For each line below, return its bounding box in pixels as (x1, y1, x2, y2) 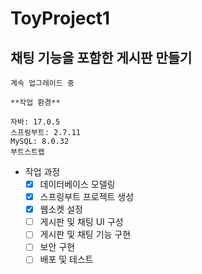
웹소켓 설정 (39, 203, 83, 216)
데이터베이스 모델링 (39, 178, 116, 190)
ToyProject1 (10, 7, 111, 30)
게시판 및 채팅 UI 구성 (39, 216, 124, 228)
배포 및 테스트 (39, 253, 94, 266)
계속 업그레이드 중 (10, 78, 75, 88)
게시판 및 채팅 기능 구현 (39, 228, 132, 241)
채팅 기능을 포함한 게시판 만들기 (10, 49, 193, 66)
